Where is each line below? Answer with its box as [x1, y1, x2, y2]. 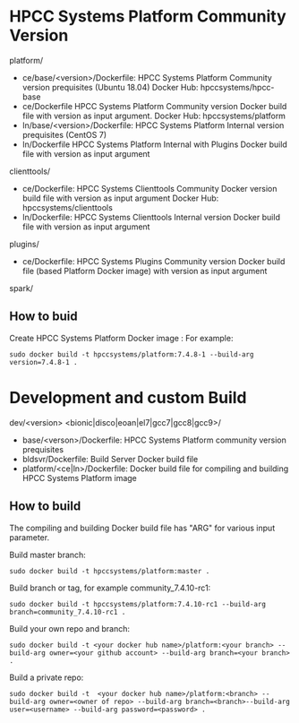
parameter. [9, 531, 50, 543]
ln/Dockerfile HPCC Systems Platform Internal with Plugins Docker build [21, 139, 288, 150]
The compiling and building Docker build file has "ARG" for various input [9, 522, 276, 533]
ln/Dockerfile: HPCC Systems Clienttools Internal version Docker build [21, 211, 280, 222]
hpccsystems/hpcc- [200, 82, 275, 92]
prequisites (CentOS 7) [21, 129, 107, 140]
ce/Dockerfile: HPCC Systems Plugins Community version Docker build [21, 255, 286, 266]
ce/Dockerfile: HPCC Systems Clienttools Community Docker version [21, 183, 278, 194]
